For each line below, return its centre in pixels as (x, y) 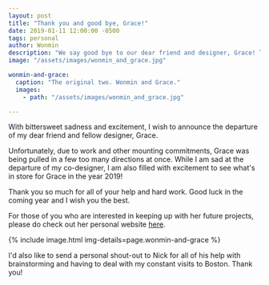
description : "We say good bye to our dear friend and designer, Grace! (132, 53)
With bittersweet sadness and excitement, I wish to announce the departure (133, 127)
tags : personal (34, 38)
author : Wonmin (34, 46)
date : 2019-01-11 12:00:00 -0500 (64, 30)
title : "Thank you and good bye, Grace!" (78, 23)
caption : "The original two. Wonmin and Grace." (98, 82)
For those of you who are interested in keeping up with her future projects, (131, 216)
